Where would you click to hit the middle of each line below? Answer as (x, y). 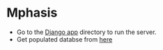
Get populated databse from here (64, 39)
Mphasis (32, 13)
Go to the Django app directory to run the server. (86, 32)
